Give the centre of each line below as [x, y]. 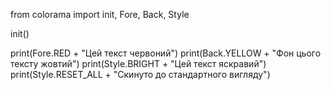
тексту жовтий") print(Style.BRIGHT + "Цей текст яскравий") [138, 63]
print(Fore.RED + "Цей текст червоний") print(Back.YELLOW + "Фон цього [166, 53]
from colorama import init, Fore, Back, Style [100, 14]
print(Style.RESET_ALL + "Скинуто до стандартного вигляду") [140, 74]
